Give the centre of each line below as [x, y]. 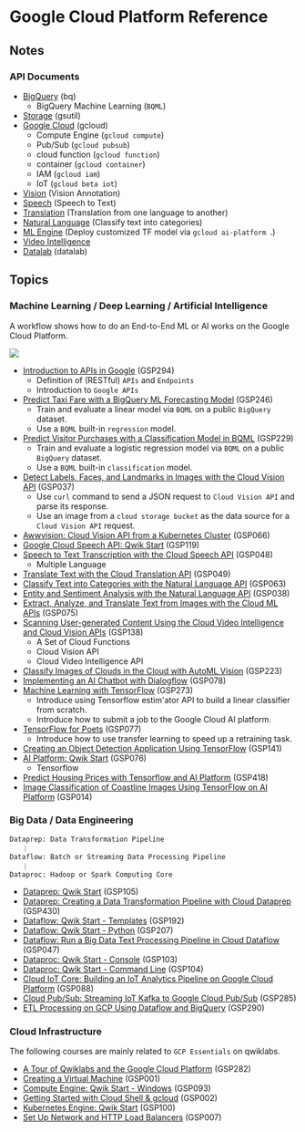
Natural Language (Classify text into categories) [112, 222]
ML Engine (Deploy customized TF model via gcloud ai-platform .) [149, 232]
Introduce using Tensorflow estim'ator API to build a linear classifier [163, 700]
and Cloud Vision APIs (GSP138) [83, 632]
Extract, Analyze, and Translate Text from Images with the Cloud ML [150, 603]
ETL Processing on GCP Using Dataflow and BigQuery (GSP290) [144, 1007]
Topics [29, 280]
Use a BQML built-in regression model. [106, 428]
